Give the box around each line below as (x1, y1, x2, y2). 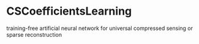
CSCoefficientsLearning (6, 4, 132, 18)
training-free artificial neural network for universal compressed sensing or (6, 24, 193, 32)
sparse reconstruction (6, 31, 62, 38)
